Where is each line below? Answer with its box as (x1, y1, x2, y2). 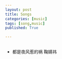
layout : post (5, 7, 32, 12)
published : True (5, 26, 38, 30)
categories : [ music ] (5, 16, 48, 21)
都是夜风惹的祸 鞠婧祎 (12, 49, 57, 55)
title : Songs (5, 12, 32, 17)
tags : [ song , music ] (5, 21, 45, 26)
